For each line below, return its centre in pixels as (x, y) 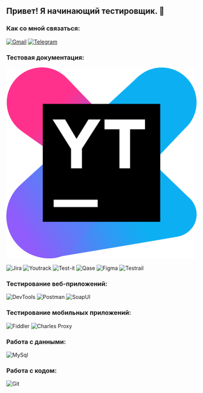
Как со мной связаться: (43, 29)
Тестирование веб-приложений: (57, 284)
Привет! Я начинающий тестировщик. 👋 (85, 11)
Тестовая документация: (45, 57)
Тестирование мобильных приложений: (69, 313)
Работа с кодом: (32, 371)
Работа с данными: (36, 341)
